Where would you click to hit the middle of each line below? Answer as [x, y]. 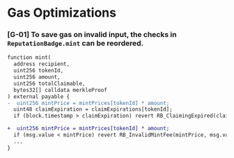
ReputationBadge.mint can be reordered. [76, 43]
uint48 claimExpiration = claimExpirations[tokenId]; [93, 109]
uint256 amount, [37, 77]
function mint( [29, 58]
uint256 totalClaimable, [49, 84]
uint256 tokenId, [39, 71]
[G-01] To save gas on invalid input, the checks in [92, 35]
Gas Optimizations [62, 13]
